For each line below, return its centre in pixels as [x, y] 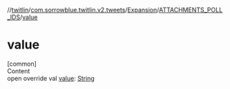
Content [19, 71]
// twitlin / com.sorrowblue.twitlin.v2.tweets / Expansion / [83, 10]
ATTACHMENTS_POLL [191, 10]
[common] [22, 64]
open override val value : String [51, 78]
